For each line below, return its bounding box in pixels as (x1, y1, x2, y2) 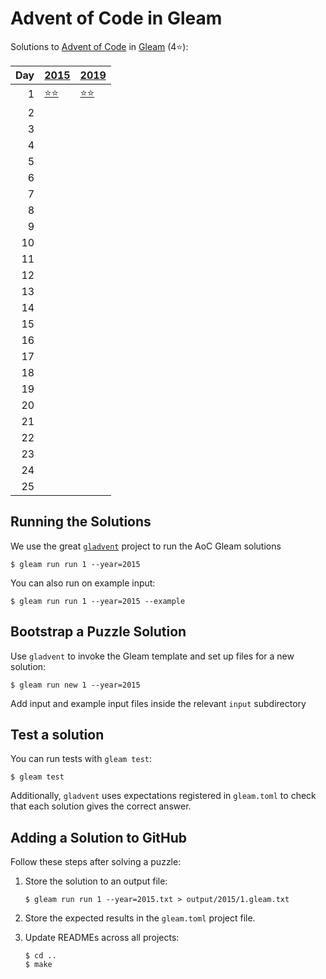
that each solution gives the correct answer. (10, 800, 192, 812)
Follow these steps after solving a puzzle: (10, 856, 182, 868)
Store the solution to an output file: (24, 875, 168, 887)
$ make (24, 960, 53, 970)
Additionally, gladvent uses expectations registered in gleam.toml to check (10, 790, 317, 802)
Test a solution (10, 726, 105, 743)
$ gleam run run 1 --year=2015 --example (10, 596, 186, 606)
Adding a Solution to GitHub (10, 829, 188, 846)
